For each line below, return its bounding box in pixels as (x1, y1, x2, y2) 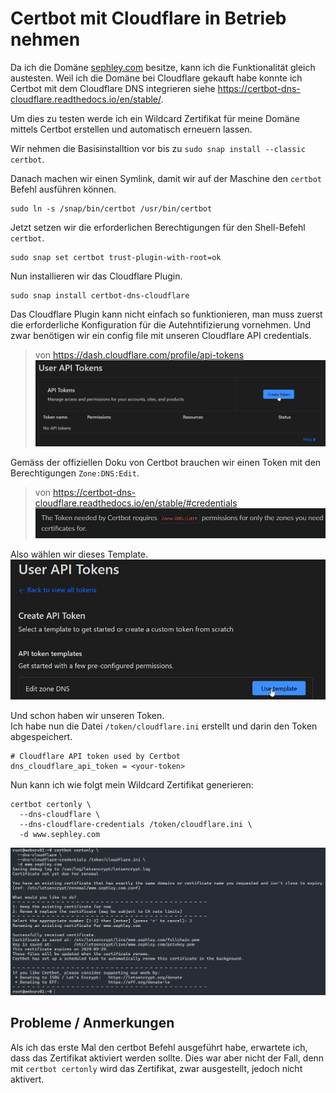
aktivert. (10, 1073, 45, 1085)
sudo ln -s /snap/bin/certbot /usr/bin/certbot (10, 203, 213, 214)
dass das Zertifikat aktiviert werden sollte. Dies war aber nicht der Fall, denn (10, 1052, 325, 1064)
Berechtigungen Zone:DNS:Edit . (10, 467, 140, 479)
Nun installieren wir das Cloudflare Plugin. (10, 270, 183, 282)
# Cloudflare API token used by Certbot (10, 752, 182, 762)
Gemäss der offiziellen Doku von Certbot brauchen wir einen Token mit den (10, 456, 322, 468)
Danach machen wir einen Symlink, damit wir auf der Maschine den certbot (10, 172, 323, 184)
